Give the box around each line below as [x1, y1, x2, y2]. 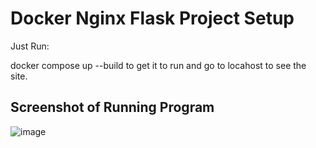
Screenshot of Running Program [10, 99, 215, 116]
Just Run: [10, 40, 50, 52]
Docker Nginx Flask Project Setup [10, 7, 295, 30]
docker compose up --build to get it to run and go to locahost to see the [10, 59, 307, 71]
